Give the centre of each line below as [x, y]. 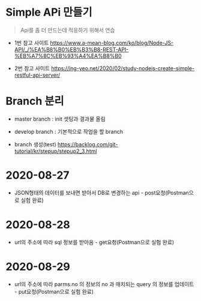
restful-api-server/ [37, 75]
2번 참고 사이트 [32, 68]
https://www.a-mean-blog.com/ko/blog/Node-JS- [112, 43]
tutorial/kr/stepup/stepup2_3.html [55, 151]
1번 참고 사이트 [31, 43]
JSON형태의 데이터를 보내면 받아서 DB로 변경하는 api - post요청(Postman [102, 192]
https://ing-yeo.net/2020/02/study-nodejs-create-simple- [123, 68]
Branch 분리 [35, 101]
